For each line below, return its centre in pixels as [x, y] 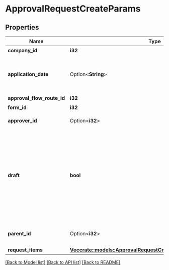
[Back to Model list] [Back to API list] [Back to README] [63, 262]
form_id [17, 107]
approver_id [22, 121]
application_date [28, 74]
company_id [23, 50]
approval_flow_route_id [36, 98]
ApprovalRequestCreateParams [73, 9]
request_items [25, 250]
